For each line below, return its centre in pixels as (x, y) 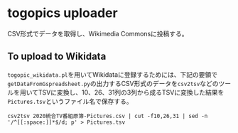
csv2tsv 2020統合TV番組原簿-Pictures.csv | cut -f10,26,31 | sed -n (108, 116)
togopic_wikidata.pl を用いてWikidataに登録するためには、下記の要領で (113, 74)
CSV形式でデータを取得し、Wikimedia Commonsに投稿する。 (98, 33)
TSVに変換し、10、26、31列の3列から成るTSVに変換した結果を (131, 92)
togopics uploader (63, 13)
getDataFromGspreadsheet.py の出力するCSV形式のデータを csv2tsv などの (113, 83)
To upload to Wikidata (57, 57)
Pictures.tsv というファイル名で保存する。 (70, 101)
